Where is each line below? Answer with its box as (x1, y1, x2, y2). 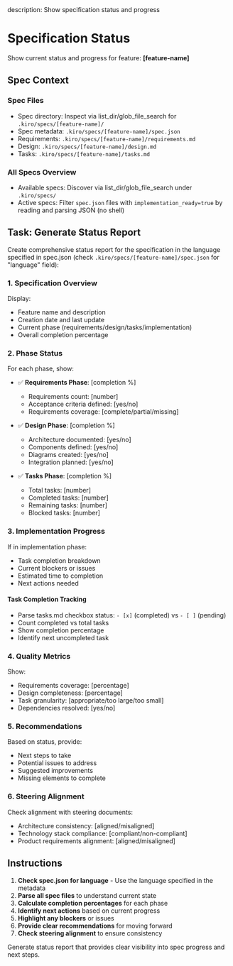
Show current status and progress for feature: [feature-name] (7, 53, 190, 62)
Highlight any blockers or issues (17, 913, 115, 922)
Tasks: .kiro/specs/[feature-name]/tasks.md (17, 149, 151, 158)
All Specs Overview (7, 167, 77, 177)
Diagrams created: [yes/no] (28, 451, 109, 459)
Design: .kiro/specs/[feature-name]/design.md (17, 142, 157, 150)
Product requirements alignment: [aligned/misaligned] (17, 836, 176, 845)
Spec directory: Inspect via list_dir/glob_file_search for (17, 111, 177, 120)
